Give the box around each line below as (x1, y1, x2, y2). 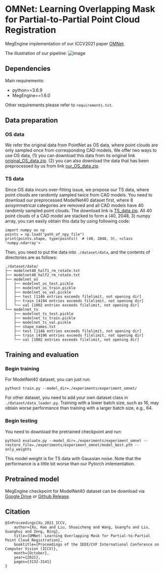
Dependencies (5, 65, 51, 73)
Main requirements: (5, 77, 45, 83)
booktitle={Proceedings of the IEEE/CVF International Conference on (14, 542, 160, 547)
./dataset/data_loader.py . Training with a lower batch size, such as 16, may (5, 400, 159, 406)
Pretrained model (5, 475, 59, 483)
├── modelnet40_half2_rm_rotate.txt (5, 272, 80, 277)
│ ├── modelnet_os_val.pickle (5, 290, 71, 295)
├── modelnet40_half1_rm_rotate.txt (5, 268, 80, 273)
